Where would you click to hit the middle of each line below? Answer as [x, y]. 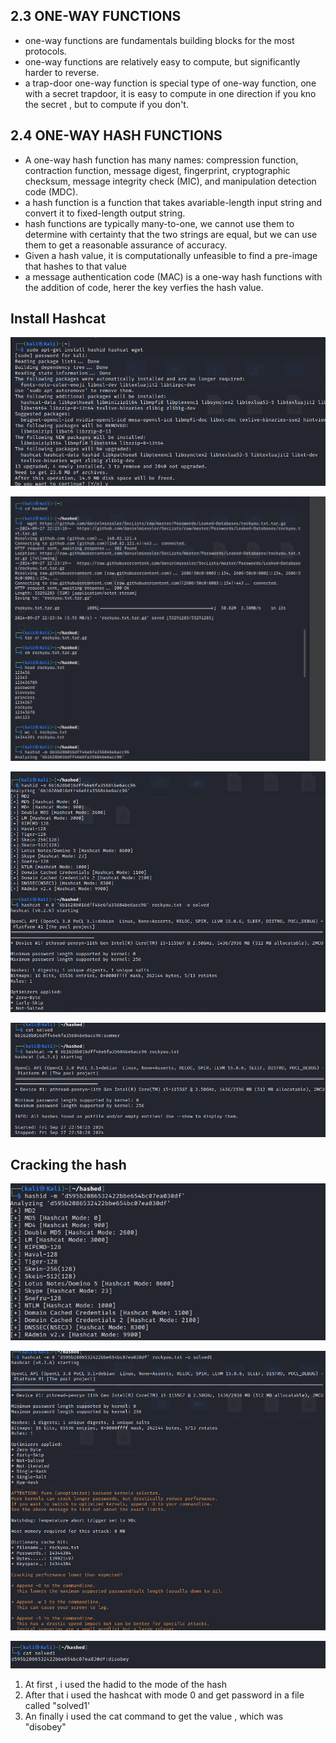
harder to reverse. [62, 72]
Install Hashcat [58, 319]
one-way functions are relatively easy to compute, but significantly [162, 61]
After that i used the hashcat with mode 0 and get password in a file [164, 1695]
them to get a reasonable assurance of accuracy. [126, 245]
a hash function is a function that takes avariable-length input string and [173, 202]
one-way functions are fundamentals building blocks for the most [159, 40]
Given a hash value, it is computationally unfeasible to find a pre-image [171, 255]
